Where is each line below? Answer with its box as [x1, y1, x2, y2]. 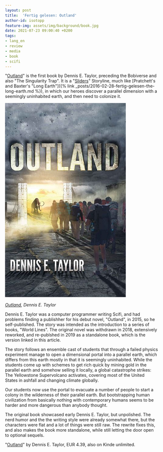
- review [5, 44, 23, 48]
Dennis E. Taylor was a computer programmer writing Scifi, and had [5, 311, 141, 317]
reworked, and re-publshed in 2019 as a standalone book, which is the [5, 332, 146, 338]
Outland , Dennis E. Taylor [5, 302, 56, 308]
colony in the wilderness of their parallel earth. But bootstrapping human [5, 392, 150, 398]
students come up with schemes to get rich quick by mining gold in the [5, 362, 147, 368]
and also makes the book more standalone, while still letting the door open [5, 427, 154, 433]
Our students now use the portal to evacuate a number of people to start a [5, 387, 154, 393]
